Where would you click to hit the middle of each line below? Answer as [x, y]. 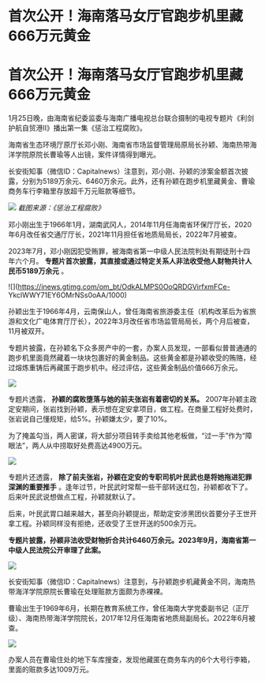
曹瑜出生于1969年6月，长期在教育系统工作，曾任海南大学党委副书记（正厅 [129, 608]
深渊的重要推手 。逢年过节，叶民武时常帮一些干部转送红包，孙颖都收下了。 [130, 487]
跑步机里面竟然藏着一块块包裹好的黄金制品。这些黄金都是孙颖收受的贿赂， [129, 358]
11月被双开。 [28, 331]
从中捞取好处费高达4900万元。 [96, 446]
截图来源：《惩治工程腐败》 [61, 208]
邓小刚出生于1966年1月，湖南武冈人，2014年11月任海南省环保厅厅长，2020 [130, 225]
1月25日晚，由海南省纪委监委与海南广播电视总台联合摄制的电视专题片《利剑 [131, 118]
